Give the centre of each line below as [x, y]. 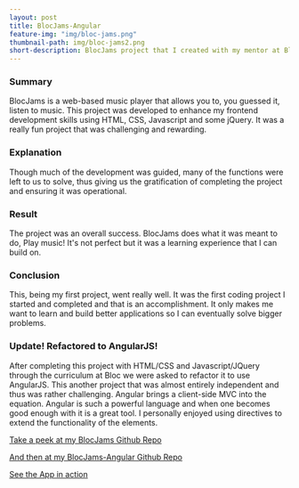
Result [24, 214]
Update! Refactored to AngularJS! [84, 346]
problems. [28, 323]
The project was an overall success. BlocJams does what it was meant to [144, 233]
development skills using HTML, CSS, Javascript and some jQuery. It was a [147, 120]
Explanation [36, 152]
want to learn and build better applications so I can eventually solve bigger [146, 313]
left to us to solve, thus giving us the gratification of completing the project [146, 181]
